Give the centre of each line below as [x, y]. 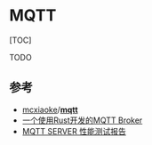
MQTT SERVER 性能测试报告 [74, 131]
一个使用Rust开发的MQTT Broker [82, 120]
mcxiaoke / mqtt [50, 109]
